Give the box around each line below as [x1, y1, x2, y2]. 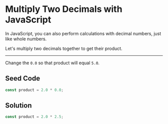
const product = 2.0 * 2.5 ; [5, 115, 64, 120]
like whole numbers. [5, 36, 47, 42]
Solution [5, 101, 32, 110]
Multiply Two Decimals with [5, 3, 122, 15]
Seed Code [5, 74, 40, 83]
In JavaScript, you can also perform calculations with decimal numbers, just [5, 30, 161, 36]
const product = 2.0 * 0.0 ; [5, 87, 64, 93]
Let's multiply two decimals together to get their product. [5, 45, 122, 51]
